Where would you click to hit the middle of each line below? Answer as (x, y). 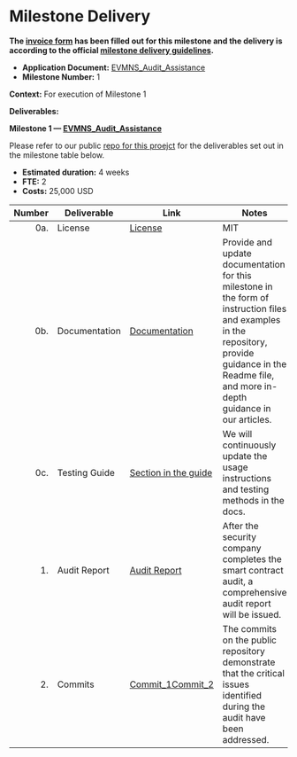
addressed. (246, 739)
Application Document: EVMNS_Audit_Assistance (114, 67)
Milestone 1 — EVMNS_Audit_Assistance (85, 128)
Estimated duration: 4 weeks (76, 172)
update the (245, 456)
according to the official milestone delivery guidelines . (111, 50)
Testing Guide (86, 472)
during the (244, 706)
